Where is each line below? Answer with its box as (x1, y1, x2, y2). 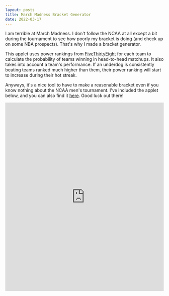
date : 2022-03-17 (5, 17, 42, 22)
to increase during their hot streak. (5, 72, 77, 78)
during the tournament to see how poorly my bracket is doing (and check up (5, 36, 163, 42)
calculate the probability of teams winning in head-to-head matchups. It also (5, 56, 164, 62)
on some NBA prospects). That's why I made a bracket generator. (5, 41, 141, 47)
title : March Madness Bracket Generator (5, 12, 92, 17)
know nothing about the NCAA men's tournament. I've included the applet (5, 87, 158, 93)
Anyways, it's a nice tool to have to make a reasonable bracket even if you (5, 82, 159, 88)
